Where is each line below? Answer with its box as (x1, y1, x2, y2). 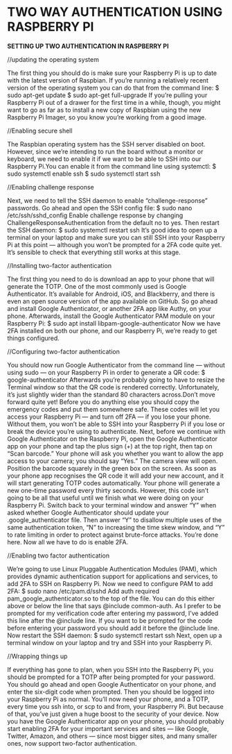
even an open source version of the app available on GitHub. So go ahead (7, 296, 218, 305)
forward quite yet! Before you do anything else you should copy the (7, 397, 199, 406)
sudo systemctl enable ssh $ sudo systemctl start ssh (7, 169, 161, 178)
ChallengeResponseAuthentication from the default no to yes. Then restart (7, 218, 220, 226)
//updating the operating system (7, 55, 99, 63)
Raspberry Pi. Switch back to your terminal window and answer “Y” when (7, 501, 217, 509)
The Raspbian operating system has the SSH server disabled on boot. (7, 140, 206, 148)
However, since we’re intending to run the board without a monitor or (7, 147, 204, 156)
